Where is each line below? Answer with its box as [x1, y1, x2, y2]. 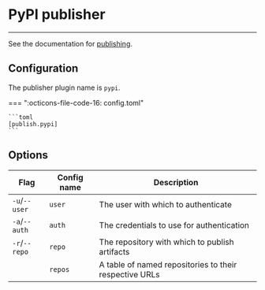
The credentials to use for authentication [99, 219, 250, 230]
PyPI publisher [8, 6, 106, 24]
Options [8, 148, 49, 162]
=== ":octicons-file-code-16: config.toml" [8, 98, 144, 107]
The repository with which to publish [99, 236, 234, 247]
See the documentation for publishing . [8, 39, 132, 48]
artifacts [99, 246, 130, 257]
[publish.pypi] [8, 120, 58, 128]
